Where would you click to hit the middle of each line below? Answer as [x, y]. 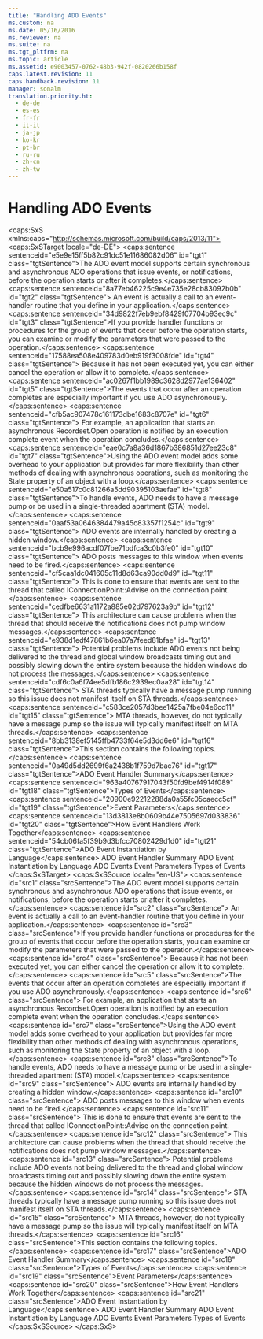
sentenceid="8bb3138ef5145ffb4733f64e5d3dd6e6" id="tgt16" [111, 740]
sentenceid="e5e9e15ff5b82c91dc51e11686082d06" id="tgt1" [108, 255]
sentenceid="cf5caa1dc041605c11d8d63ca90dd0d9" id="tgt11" [111, 573]
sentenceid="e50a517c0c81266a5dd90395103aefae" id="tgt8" [110, 489]
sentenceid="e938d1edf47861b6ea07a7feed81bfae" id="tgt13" [110, 640]
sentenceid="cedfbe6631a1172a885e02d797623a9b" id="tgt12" [111, 606]
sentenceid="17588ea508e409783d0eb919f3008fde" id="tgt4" [111, 355]
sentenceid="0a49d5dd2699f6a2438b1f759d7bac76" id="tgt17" [113, 766]
